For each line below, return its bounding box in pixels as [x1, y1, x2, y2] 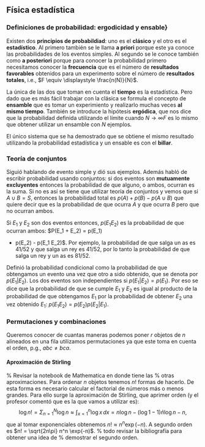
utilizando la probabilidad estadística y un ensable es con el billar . [6, 139, 173, 146]
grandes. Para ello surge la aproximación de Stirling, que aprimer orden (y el [6, 391, 199, 399]
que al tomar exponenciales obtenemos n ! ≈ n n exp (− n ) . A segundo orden [6, 419, 193, 428]
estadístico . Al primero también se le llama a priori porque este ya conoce [6, 43, 195, 51]
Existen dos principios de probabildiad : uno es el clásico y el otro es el [6, 37, 187, 45]
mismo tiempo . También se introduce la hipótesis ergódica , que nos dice [6, 107, 192, 115]
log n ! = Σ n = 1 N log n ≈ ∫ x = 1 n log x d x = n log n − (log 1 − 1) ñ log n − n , [18, 407, 187, 417]
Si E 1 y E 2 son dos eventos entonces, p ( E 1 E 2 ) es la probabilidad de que [6, 219, 185, 228]
